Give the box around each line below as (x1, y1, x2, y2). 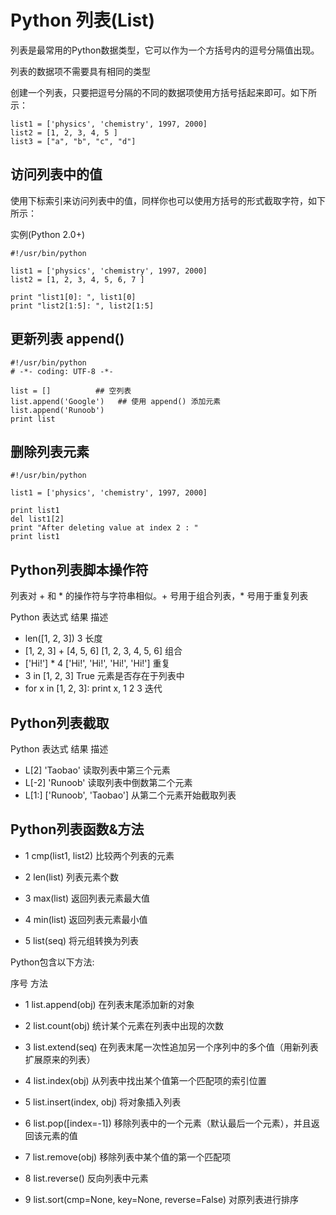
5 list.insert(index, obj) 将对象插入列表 (24, 1096, 182, 1108)
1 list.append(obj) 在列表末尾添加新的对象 (24, 998, 195, 1010)
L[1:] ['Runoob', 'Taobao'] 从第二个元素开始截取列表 (24, 789, 237, 801)
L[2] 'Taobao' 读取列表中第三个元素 (24, 764, 171, 776)
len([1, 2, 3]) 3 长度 (24, 632, 103, 645)
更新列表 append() (10, 331, 125, 348)
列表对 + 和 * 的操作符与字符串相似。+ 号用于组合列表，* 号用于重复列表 (10, 590, 309, 602)
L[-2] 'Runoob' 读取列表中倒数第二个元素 (24, 777, 193, 788)
